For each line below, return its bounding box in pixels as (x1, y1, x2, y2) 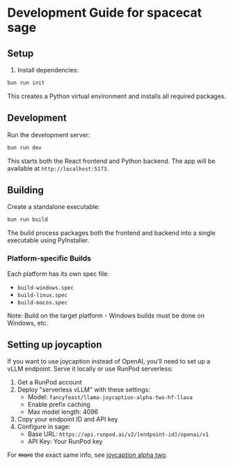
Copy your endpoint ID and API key (17, 415, 118, 424)
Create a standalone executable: (7, 203, 100, 211)
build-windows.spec (17, 284, 74, 291)
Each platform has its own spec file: (7, 270, 110, 278)
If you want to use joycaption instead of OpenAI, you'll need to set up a (7, 357, 211, 366)
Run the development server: (7, 130, 90, 139)
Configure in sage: (17, 423, 71, 431)
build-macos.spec (17, 299, 68, 306)
